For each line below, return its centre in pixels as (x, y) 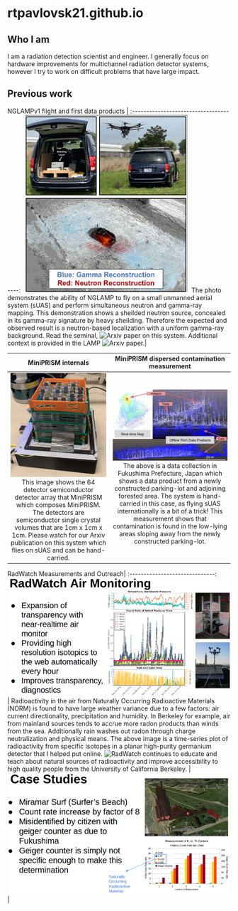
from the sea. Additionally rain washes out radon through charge (102, 731)
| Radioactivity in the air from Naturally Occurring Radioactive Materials (111, 700)
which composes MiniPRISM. (59, 505)
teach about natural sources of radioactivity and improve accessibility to (113, 761)
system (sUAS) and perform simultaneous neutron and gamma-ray (105, 305)
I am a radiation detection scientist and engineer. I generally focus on (108, 56)
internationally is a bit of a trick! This (170, 511)
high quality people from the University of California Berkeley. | (99, 769)
